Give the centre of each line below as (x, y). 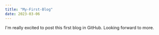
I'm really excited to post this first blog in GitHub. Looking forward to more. (79, 27)
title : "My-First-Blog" (29, 9)
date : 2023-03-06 (23, 14)
